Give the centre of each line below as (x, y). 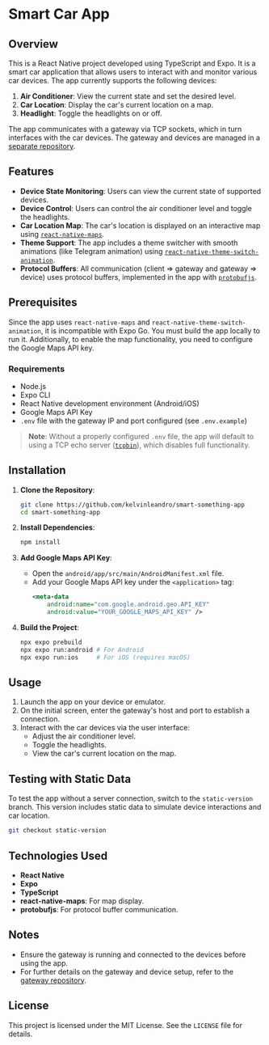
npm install (40, 543)
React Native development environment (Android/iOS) (109, 403)
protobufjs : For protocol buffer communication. (99, 909)
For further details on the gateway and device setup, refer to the (127, 971)
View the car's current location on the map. (104, 754)
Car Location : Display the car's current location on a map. (117, 105)
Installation (37, 470)
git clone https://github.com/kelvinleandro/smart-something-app (132, 505)
